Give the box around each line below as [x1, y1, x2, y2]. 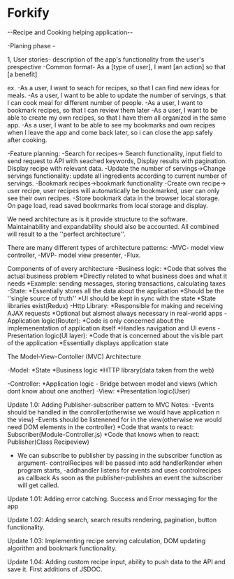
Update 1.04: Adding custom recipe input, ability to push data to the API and [7, 557, 226, 566]
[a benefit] [7, 70, 38, 78]
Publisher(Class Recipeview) [7, 438, 89, 446]
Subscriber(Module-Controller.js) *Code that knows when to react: [7, 430, 200, 438]
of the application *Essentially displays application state [7, 338, 169, 347]
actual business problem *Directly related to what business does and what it [7, 272, 228, 280]
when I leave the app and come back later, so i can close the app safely [7, 128, 213, 137]
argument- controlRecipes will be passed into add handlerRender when [17, 459, 223, 467]
